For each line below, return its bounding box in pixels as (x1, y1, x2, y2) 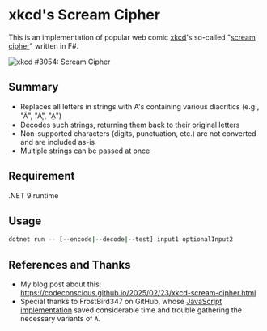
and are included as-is (19, 137, 95, 146)
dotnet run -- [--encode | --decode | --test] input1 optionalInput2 (8, 236, 233, 244)
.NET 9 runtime (8, 190, 59, 200)
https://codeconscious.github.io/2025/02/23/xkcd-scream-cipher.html (19, 288, 256, 298)
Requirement (8, 169, 75, 183)
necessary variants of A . (19, 314, 101, 324)
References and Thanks (8, 257, 131, 272)
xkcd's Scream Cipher (8, 6, 160, 24)
